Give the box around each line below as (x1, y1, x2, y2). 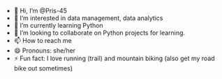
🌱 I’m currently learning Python (13, 21, 103, 29)
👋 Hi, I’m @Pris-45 (13, 7, 68, 15)
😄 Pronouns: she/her (13, 46, 75, 55)
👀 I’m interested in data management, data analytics (13, 14, 163, 22)
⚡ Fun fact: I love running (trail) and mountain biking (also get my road (13, 54, 215, 62)
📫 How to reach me (13, 37, 72, 44)
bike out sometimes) (13, 64, 73, 72)
